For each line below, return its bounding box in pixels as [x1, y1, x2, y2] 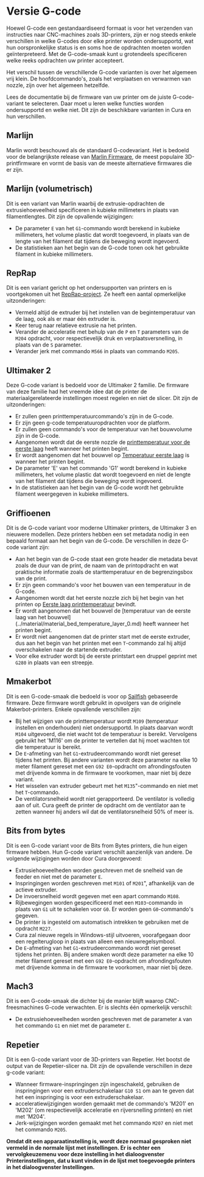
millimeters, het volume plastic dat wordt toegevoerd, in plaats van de [15, 231, 190, 238]
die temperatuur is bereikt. [15, 743, 82, 750]
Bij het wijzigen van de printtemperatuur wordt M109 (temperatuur [15, 717, 178, 725]
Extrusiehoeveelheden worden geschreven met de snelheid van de [15, 866, 183, 874]
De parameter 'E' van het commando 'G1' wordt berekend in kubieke [15, 465, 187, 472]
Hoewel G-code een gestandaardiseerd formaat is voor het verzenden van [6, 24, 193, 32]
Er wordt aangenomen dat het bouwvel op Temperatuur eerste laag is [15, 452, 190, 459]
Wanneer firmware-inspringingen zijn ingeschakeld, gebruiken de [15, 1081, 180, 1088]
